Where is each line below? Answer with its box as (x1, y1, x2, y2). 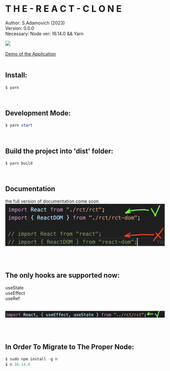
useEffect (5, 290, 25, 296)
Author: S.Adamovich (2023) (5, 20, 65, 26)
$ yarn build (5, 161, 33, 166)
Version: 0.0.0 (5, 25, 34, 31)
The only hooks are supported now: (5, 271, 120, 280)
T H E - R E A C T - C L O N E (5, 3, 122, 15)
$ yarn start (5, 123, 33, 128)
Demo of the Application (5, 51, 56, 57)
